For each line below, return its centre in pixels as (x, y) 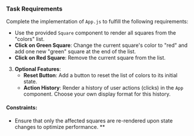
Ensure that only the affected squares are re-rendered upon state (94, 120)
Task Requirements (34, 9)
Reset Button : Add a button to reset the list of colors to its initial (101, 76)
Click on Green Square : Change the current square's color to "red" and (101, 45)
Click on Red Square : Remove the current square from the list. (90, 58)
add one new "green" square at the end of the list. (75, 52)
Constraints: (22, 107)
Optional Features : (38, 69)
